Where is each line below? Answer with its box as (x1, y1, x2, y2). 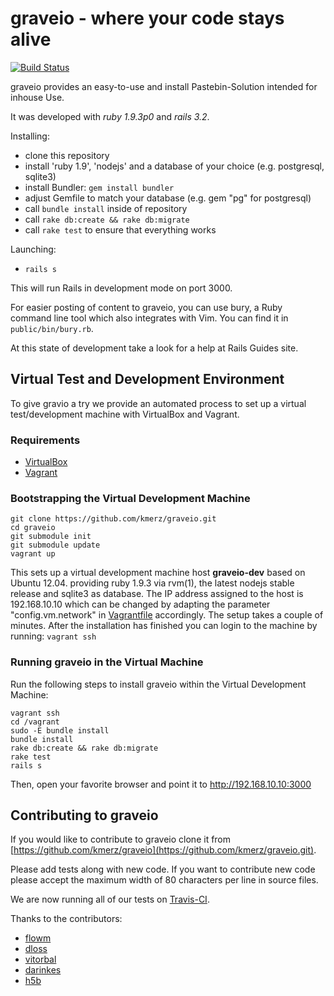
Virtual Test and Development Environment (10, 371, 285, 388)
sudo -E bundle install (10, 725, 110, 736)
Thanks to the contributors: (10, 913, 123, 925)
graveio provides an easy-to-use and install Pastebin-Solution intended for (10, 80, 318, 92)
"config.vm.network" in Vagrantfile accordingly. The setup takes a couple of (10, 609, 324, 621)
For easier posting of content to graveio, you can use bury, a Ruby (10, 301, 283, 313)
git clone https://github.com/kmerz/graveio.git (10, 514, 217, 524)
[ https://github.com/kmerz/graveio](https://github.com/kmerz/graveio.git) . (10, 844, 317, 856)
